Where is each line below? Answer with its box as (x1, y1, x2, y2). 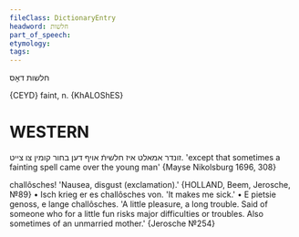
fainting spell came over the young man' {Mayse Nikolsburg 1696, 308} (9, 161, 276, 173)
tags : (9, 47, 30, 57)
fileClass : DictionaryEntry (9, 13, 117, 23)
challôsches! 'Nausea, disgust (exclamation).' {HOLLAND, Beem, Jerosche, (9, 180, 292, 191)
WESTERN (9, 122, 89, 142)
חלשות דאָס (9, 72, 50, 83)
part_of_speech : (9, 30, 71, 39)
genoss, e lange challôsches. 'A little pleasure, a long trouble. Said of (9, 199, 269, 210)
